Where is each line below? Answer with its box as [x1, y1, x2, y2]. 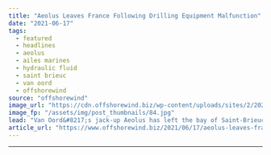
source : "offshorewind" [8, 94, 89, 102]
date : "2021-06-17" [8, 19, 74, 27]
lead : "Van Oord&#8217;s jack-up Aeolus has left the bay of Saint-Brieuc [8, 116, 265, 124]
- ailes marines [15, 57, 70, 65]
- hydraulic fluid [15, 64, 78, 72]
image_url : [8, 101, 45, 109]
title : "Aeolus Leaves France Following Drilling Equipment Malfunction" [8, 11, 262, 20]
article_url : [8, 124, 52, 132]
